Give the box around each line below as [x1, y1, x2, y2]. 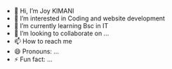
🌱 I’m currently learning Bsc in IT [13, 22, 109, 30]
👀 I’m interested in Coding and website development [13, 14, 165, 23]
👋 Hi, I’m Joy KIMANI [13, 7, 74, 15]
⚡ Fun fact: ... [13, 55, 53, 63]
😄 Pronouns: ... [13, 47, 60, 56]
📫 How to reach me [13, 37, 72, 45]
